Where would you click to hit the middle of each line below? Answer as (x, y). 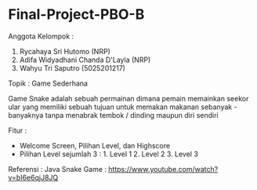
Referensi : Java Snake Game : (58, 169)
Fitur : (18, 130)
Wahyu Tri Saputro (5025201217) (72, 68)
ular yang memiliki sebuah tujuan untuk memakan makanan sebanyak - (123, 107)
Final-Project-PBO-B (76, 15)
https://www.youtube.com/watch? (163, 169)
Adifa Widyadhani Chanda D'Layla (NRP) (85, 60)
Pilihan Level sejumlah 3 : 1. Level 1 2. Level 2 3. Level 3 (109, 154)
